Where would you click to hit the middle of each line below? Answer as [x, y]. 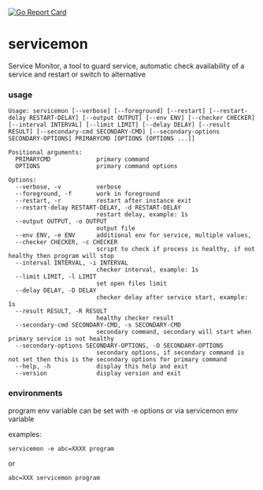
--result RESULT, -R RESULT [61, 312]
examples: [25, 434]
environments [35, 393]
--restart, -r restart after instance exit [104, 201]
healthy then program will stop [61, 256]
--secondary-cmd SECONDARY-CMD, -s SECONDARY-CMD [98, 325]
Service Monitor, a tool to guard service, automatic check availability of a [126, 65]
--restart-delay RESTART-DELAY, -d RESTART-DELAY [98, 208]
